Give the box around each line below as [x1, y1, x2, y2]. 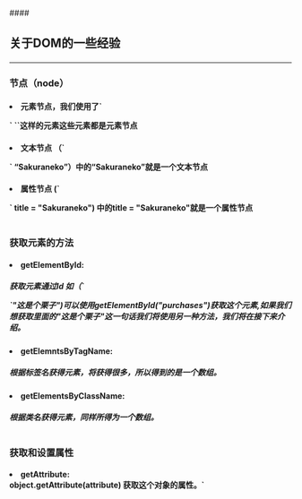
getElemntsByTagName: [21, 345, 114, 357]
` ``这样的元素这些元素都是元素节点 [9, 120, 138, 131]
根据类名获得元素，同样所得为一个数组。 [9, 412, 159, 423]
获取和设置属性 [9, 446, 74, 459]
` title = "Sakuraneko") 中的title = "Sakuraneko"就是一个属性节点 [9, 202, 254, 213]
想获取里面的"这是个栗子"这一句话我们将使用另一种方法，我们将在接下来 [9, 311, 278, 322]
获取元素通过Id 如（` [9, 281, 85, 292]
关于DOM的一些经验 [9, 36, 121, 51]
